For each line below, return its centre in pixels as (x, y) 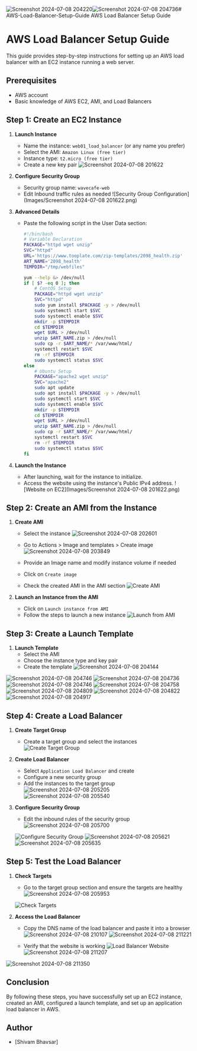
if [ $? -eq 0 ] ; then (51, 283)
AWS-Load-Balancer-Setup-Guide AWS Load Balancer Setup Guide (88, 15)
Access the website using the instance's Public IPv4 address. (98, 483)
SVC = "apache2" (52, 382)
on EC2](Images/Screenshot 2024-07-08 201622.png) (113, 489)
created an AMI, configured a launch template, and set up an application (94, 1003)
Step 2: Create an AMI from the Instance (82, 507)
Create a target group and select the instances (80, 741)
